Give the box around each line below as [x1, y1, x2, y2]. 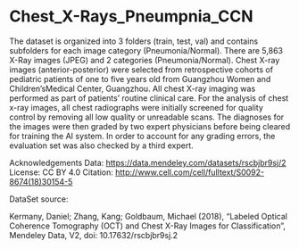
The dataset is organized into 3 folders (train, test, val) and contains [9, 36, 259, 46]
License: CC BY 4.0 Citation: [9, 167, 114, 178]
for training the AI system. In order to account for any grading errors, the [9, 130, 276, 141]
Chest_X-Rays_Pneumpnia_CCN [9, 6, 253, 27]
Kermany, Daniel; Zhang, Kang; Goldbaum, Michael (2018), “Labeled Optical [9, 211, 288, 221]
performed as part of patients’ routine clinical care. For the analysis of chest [9, 92, 289, 104]
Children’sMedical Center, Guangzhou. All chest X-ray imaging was [9, 83, 256, 94]
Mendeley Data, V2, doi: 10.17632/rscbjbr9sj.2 [9, 229, 179, 240]
